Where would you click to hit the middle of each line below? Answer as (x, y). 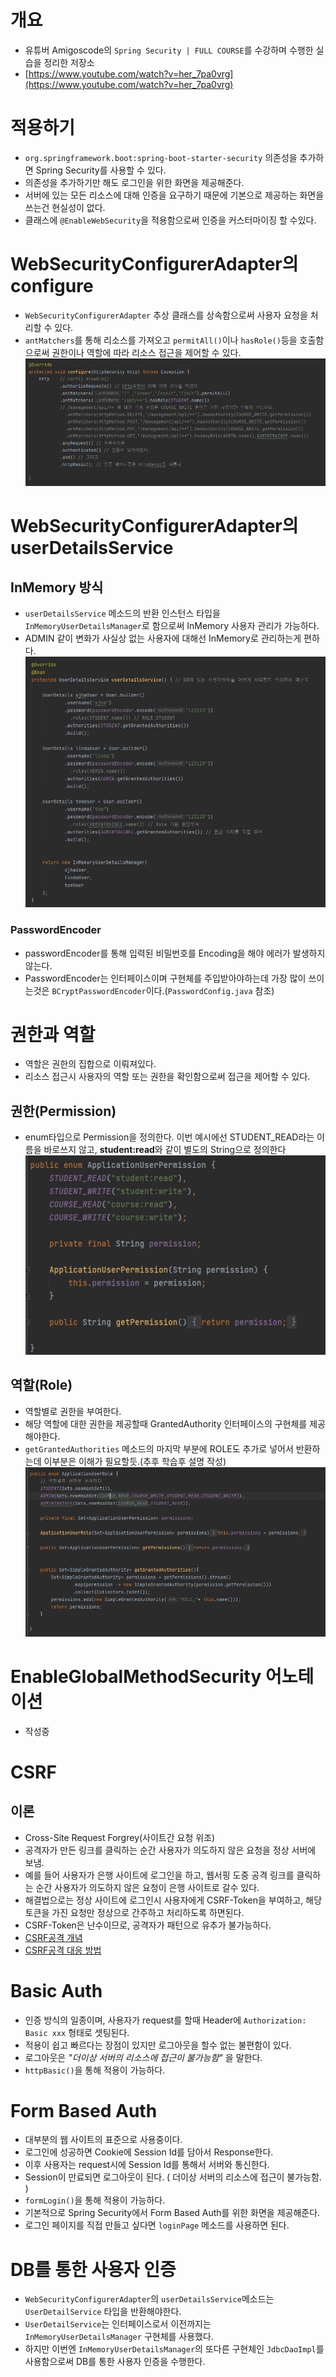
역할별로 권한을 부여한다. (73, 1411)
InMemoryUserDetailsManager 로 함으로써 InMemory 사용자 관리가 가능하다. (172, 626)
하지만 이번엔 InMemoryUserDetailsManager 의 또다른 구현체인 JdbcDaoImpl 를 (174, 2349)
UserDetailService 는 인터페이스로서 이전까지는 (118, 2324)
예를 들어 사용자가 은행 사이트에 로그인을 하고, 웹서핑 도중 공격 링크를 (159, 1875)
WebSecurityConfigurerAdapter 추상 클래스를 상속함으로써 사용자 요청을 (166, 315)
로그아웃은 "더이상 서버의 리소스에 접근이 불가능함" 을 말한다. (143, 2057)
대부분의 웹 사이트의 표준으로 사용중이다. (103, 2140)
